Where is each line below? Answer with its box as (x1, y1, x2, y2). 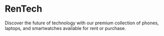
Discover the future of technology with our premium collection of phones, (5, 20, 159, 26)
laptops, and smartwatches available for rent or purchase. (5, 25, 126, 31)
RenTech (5, 3, 43, 15)
